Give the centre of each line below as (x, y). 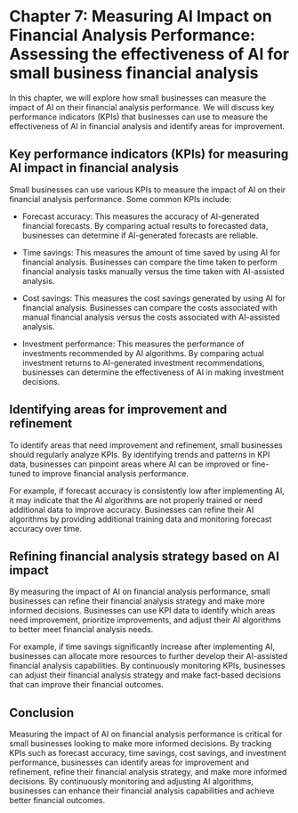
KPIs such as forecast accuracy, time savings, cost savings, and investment (148, 753)
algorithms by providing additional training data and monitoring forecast (141, 519)
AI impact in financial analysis (94, 168)
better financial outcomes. (57, 801)
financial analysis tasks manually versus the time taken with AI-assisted (153, 271)
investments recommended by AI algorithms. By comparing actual (143, 353)
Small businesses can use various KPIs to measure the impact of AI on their (148, 190)
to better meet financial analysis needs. (81, 630)
